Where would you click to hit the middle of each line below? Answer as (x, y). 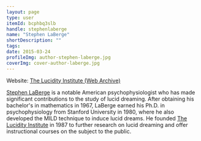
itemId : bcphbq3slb (31, 23)
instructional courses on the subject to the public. (69, 131)
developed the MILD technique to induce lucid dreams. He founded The (97, 118)
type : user (20, 18)
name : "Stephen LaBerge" (38, 35)
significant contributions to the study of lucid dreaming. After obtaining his (100, 99)
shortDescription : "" (34, 40)
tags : (13, 46)
